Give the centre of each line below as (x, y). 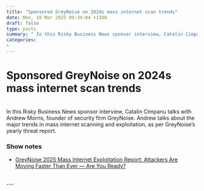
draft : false (23, 23)
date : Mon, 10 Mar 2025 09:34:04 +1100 (57, 18)
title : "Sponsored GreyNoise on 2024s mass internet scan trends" (92, 12)
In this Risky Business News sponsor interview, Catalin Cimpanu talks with (99, 111)
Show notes (24, 146)
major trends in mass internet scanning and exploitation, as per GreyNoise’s (101, 124)
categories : (21, 40)
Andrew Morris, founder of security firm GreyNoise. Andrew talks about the (100, 118)
